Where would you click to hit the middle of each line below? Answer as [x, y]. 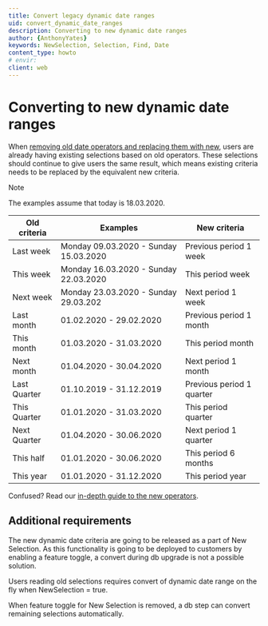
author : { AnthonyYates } [48, 38]
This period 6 [210, 453]
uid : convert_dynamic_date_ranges [66, 23]
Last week [32, 251]
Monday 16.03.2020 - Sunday [119, 269]
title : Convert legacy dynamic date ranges [82, 16]
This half [29, 458]
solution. [23, 565]
